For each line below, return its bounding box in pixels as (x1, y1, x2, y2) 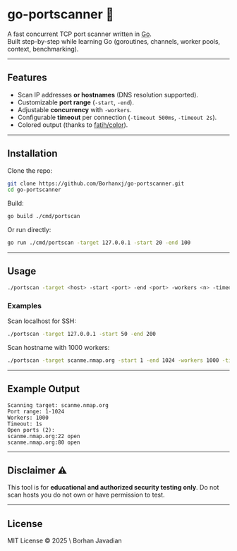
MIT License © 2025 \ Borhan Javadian (7, 536, 122, 545)
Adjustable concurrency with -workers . (17, 105, 132, 114)
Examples (7, 301, 42, 310)
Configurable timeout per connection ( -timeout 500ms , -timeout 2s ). (17, 113, 217, 121)
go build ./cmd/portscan (7, 213, 80, 220)
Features (7, 72, 47, 84)
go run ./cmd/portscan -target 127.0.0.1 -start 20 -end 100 (7, 239, 191, 246)
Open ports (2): (7, 426, 55, 433)
